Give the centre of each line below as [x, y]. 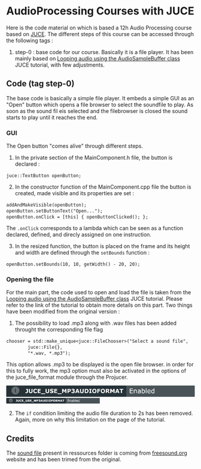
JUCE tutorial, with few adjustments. [60, 65]
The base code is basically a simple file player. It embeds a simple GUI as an [100, 98]
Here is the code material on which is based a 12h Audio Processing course [99, 28]
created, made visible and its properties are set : [74, 193]
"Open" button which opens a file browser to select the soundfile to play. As [100, 104]
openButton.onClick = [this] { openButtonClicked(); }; [77, 217]
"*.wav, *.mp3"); [49, 353]
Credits [20, 439]
